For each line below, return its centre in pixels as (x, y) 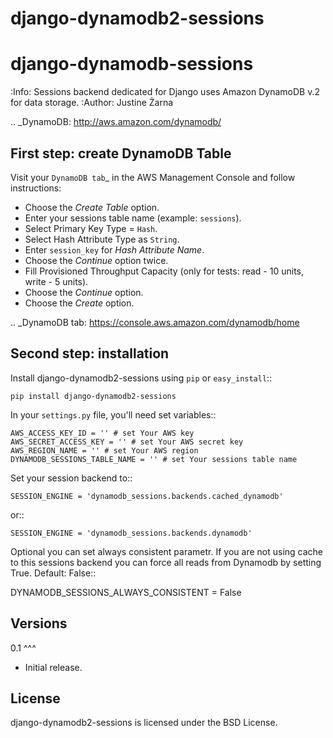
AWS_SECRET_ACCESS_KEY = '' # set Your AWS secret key (127, 442)
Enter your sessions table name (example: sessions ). (133, 218)
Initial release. (53, 667)
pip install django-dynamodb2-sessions (93, 396)
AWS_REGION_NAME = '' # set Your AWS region (104, 450)
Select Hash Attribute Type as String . (102, 239)
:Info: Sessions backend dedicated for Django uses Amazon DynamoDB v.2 (165, 92)
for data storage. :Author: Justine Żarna (92, 103)
